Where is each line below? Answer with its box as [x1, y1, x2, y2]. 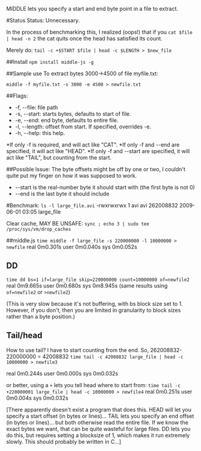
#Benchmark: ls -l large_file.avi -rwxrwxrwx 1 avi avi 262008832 [6, 202, 179, 209]
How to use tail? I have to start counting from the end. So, [6, 346, 149, 353]
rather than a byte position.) [6, 313, 75, 320]
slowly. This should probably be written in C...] [6, 438, 122, 445]
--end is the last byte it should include [14, 190, 110, 197]
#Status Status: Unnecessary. [6, 17, 80, 24]
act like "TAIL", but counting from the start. [6, 154, 112, 161]
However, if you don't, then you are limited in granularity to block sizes [6, 306, 181, 314]
